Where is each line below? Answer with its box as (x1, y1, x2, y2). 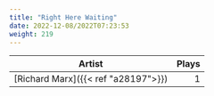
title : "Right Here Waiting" (9, 12, 118, 22)
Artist (78, 58, 103, 70)
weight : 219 (9, 29, 53, 38)
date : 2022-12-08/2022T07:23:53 (9, 21, 129, 30)
